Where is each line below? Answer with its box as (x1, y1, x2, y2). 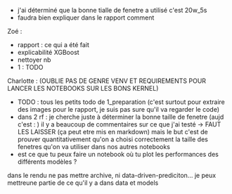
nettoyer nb (17, 56, 51, 64)
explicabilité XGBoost (17, 48, 79, 56)
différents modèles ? (17, 157, 77, 166)
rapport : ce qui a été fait (17, 41, 90, 48)
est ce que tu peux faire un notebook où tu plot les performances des (17, 150, 219, 158)
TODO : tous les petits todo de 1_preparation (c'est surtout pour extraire (17, 98, 225, 106)
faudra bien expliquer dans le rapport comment (17, 13, 155, 22)
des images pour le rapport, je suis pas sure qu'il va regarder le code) (17, 105, 220, 113)
